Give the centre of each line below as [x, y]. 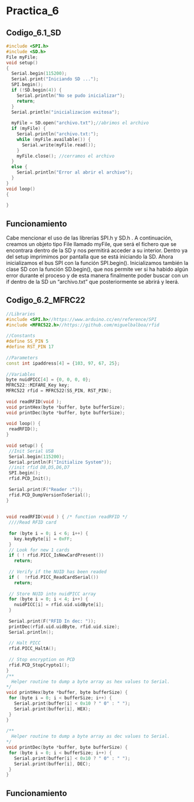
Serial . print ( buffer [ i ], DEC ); [52, 764]
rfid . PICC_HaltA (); [33, 649]
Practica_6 [32, 11]
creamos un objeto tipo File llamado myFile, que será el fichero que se [91, 244]
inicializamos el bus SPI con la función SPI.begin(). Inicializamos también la [97, 263]
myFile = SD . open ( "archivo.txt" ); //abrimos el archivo [80, 123]
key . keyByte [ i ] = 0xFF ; [43, 539]
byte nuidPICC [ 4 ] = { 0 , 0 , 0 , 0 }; [49, 380]
